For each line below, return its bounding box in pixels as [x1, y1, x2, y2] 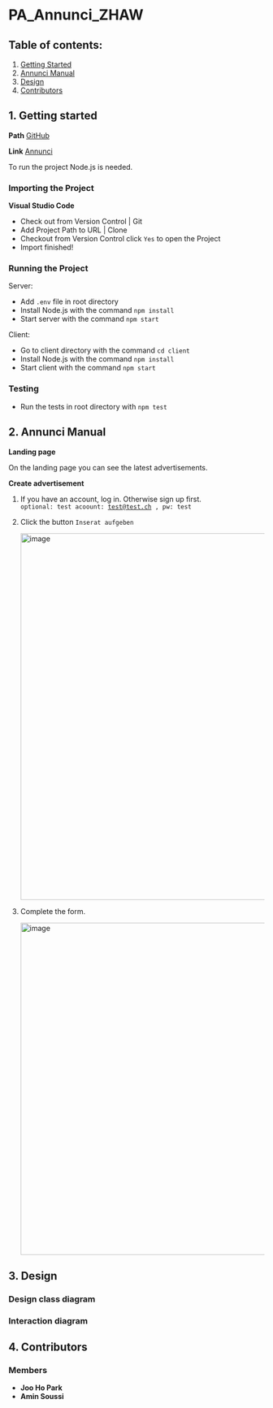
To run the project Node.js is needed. [8, 162, 133, 171]
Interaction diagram [8, 1315, 88, 1326]
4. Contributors [8, 1341, 88, 1354]
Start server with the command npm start [19, 314, 159, 324]
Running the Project [8, 262, 89, 274]
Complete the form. [19, 906, 86, 916]
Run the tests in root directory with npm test [19, 401, 168, 411]
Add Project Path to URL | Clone [19, 225, 128, 235]
